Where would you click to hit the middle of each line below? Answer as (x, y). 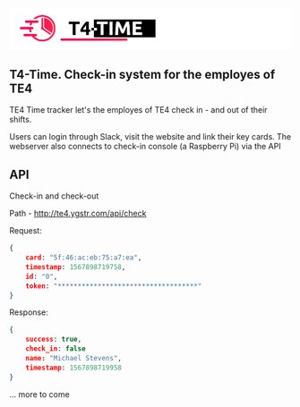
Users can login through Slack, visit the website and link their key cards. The (150, 137)
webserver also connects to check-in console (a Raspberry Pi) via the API (145, 147)
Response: (29, 312)
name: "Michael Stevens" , (74, 359)
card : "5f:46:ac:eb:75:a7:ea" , (84, 258)
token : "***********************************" (114, 286)
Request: (26, 231)
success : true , (54, 339)
